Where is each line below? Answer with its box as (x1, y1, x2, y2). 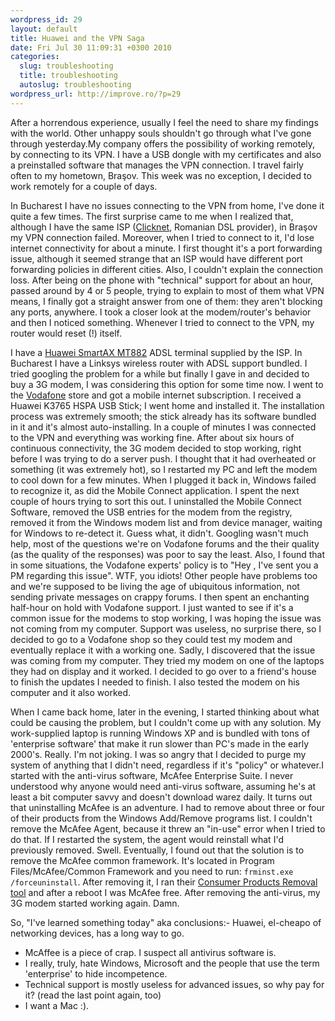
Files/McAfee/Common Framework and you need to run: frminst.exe (10, 865, 294, 877)
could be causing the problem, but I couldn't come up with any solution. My (10, 716, 322, 728)
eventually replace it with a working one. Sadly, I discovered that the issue (10, 644, 316, 656)
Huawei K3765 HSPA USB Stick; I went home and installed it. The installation (10, 399, 325, 411)
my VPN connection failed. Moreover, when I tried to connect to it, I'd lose (10, 231, 315, 243)
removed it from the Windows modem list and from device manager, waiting (10, 516, 323, 528)
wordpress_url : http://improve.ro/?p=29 (10, 89, 182, 99)
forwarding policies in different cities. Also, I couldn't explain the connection (10, 263, 324, 275)
